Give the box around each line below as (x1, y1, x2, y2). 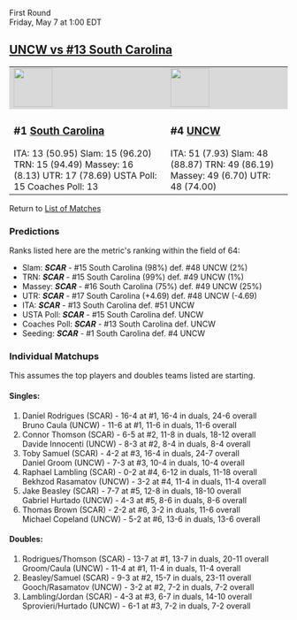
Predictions (9, 225, 60, 237)
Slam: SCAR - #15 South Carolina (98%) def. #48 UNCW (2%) (21, 263, 248, 273)
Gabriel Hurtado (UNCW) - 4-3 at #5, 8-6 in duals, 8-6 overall (21, 494, 247, 505)
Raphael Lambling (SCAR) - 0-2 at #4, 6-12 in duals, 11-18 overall (21, 466, 258, 477)
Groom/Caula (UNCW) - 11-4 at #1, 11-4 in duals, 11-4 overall (21, 563, 241, 573)
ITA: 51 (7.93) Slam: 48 (170, 147, 269, 159)
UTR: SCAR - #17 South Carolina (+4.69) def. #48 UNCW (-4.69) (21, 291, 258, 302)
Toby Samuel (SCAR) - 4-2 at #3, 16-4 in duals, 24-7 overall (21, 448, 240, 458)
